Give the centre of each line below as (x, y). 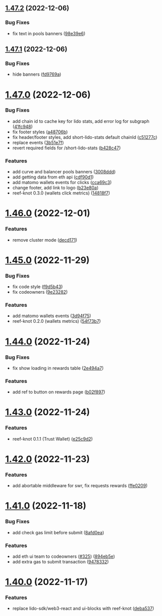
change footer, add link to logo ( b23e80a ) (55, 188)
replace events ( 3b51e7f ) (38, 142)
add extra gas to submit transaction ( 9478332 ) (60, 561)
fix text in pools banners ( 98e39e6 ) (49, 33)
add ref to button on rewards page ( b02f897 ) (59, 392)
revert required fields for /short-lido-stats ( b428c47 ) (66, 148)
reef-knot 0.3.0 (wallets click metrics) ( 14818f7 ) (61, 193)
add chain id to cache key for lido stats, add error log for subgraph (81, 121)
